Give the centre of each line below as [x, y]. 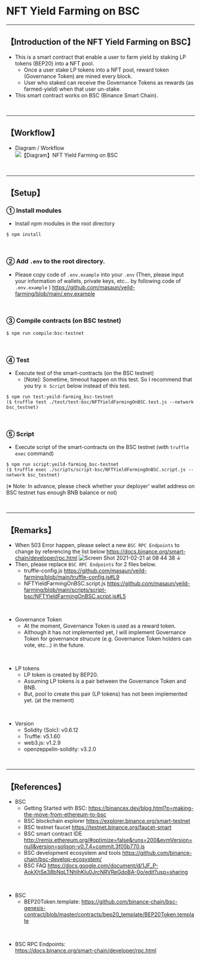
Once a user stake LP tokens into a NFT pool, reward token [96, 70]
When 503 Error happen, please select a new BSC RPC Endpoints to [97, 545]
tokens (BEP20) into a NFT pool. [54, 63]
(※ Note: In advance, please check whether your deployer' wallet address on [100, 486]
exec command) [34, 454]
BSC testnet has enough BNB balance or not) [62, 493]
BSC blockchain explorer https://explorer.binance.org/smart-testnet [107, 821]
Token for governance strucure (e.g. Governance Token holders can [108, 639]
